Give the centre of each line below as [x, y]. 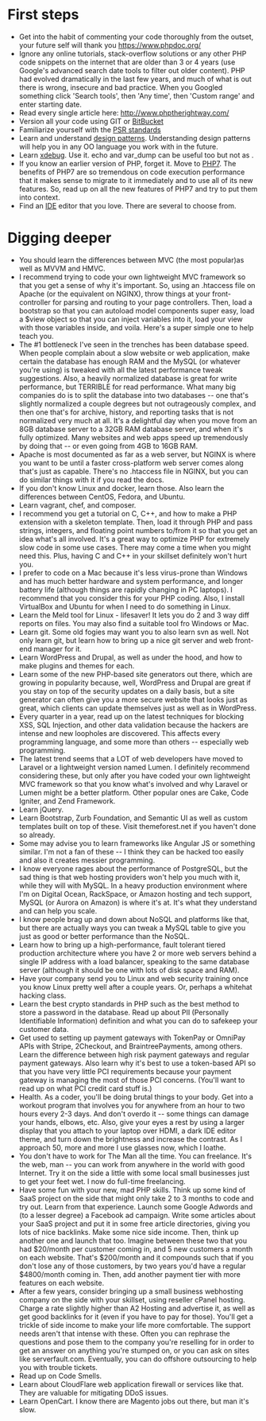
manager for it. [58, 648]
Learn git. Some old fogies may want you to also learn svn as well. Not [134, 632]
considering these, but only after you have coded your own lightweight [135, 775]
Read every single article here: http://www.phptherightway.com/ [124, 112]
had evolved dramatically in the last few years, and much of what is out [135, 79]
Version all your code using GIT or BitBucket [91, 121]
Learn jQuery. [41, 809]
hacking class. [42, 995]
